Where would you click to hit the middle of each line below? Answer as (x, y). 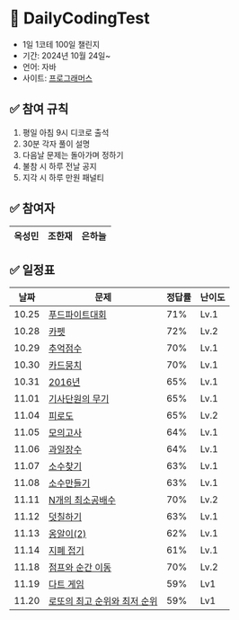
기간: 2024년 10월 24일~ (66, 55)
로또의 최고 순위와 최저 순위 (103, 601)
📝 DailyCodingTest (80, 18)
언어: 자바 (39, 66)
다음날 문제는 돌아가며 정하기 (73, 155)
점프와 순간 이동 (80, 568)
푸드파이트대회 (77, 315)
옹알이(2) (67, 534)
